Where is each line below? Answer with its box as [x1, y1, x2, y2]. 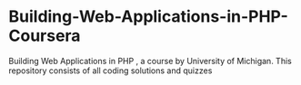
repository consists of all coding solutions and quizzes [8, 65, 213, 76]
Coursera [8, 25, 81, 46]
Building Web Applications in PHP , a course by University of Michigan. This [8, 55, 292, 66]
